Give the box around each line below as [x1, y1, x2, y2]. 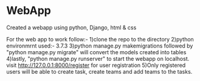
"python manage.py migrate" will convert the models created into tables [6, 48, 187, 55]
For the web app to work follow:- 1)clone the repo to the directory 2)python [6, 35, 195, 43]
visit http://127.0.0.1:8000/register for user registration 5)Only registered [6, 62, 186, 69]
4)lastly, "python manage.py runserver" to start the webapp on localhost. [6, 55, 190, 62]
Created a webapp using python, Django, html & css [6, 24, 137, 31]
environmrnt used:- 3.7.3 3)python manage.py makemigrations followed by [6, 42, 193, 49]
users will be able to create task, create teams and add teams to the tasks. [6, 68, 193, 75]
